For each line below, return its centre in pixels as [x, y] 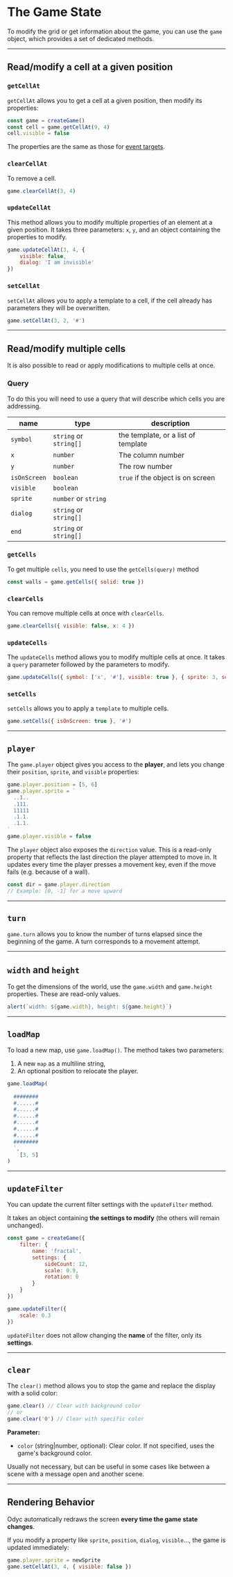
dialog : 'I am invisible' [57, 263]
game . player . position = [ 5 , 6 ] [52, 785]
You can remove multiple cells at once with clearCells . [86, 613]
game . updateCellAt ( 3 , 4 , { [46, 250]
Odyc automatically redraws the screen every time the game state [103, 1519]
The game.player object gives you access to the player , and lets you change [116, 765]
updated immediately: [38, 1547]
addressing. [24, 406]
